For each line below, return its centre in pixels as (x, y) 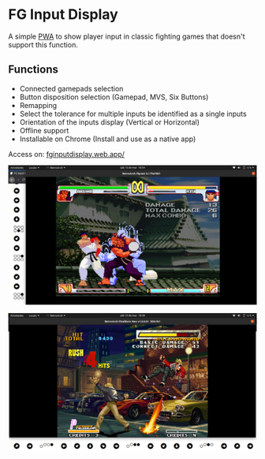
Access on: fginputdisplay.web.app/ (66, 154)
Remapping (38, 105)
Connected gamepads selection (71, 88)
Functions (34, 70)
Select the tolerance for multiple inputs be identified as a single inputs (133, 114)
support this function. (43, 44)
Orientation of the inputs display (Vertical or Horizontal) (109, 122)
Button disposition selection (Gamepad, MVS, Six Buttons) (114, 97)
